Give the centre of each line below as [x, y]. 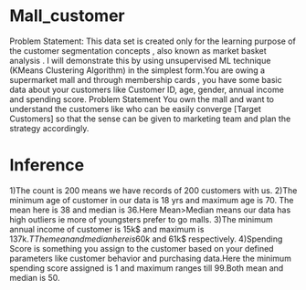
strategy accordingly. [49, 128]
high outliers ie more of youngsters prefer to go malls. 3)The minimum [141, 219]
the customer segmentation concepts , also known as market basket [138, 50]
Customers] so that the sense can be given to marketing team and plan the [150, 119]
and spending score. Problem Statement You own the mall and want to [142, 99]
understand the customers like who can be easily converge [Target [136, 109]
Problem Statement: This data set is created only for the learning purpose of [153, 41]
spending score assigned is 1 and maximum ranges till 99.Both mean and [147, 268]
